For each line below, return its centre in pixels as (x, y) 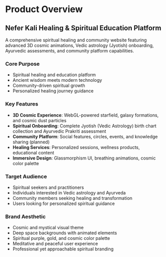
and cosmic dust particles (39, 120)
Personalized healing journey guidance (53, 91)
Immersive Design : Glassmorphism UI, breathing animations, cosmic (84, 158)
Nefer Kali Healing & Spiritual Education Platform (83, 28)
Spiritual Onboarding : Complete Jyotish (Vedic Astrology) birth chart (84, 126)
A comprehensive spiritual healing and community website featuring (76, 40)
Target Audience (26, 176)
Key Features (22, 104)
